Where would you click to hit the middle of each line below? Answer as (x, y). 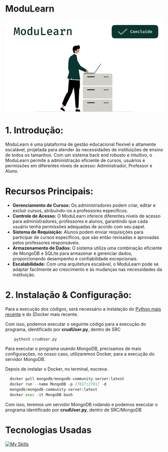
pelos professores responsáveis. (46, 242)
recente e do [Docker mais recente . (42, 314)
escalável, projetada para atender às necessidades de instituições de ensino (84, 149)
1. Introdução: (34, 130)
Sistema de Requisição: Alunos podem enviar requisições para (78, 232)
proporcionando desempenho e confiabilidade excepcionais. (75, 258)
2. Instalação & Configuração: (68, 295)
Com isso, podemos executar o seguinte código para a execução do (76, 324)
